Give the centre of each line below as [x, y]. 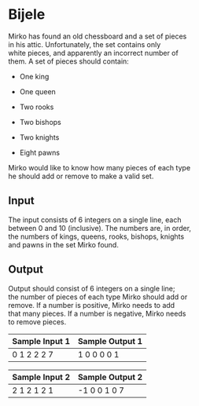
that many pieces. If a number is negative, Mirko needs [97, 313]
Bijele [27, 15]
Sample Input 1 [41, 341]
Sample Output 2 [110, 377]
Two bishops [40, 122]
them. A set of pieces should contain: [69, 61]
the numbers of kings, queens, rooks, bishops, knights [96, 236]
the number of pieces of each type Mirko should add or [98, 297]
